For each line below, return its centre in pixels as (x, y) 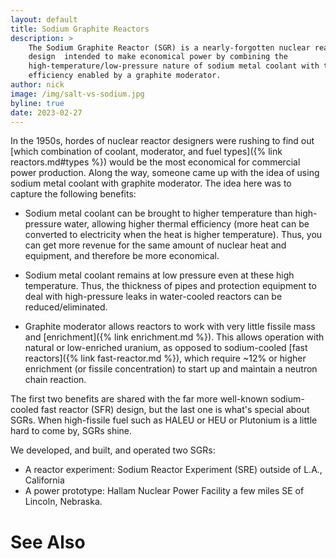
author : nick (37, 85)
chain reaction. (55, 380)
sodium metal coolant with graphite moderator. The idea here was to (151, 183)
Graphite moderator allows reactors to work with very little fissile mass (170, 327)
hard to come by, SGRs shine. (71, 431)
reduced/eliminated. (66, 307)
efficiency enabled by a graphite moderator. (125, 76)
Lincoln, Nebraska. (63, 502)
